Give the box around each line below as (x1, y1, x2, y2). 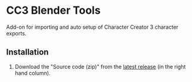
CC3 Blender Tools (6, 4, 101, 17)
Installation (6, 47, 49, 57)
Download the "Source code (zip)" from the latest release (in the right (14, 63, 186, 70)
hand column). (14, 69, 51, 77)
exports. (6, 29, 27, 37)
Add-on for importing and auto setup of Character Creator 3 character (6, 23, 179, 31)
